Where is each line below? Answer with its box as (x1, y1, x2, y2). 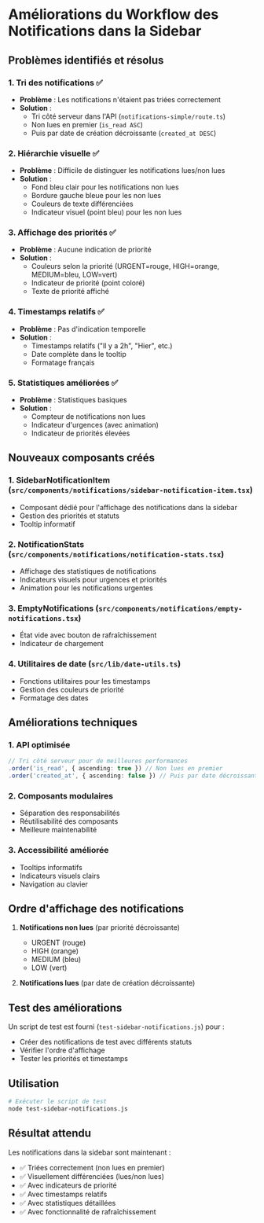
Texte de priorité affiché (31, 287, 110, 296)
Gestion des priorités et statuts (19, 511, 120, 520)
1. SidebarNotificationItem (8, 475, 111, 486)
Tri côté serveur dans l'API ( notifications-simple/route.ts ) (31, 112, 226, 121)
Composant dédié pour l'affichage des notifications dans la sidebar (19, 502, 238, 512)
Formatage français (31, 358, 95, 367)
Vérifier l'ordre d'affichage (19, 1045, 105, 1055)
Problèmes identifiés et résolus (8, 53, 164, 67)
